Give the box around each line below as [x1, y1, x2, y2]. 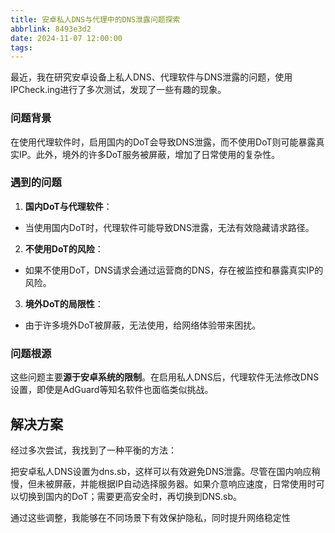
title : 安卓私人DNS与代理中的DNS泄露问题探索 [10, 14, 181, 25]
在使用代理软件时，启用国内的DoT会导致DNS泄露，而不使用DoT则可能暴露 [10, 136, 317, 148]
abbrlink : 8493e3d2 [10, 24, 92, 34]
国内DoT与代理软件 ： [24, 200, 113, 212]
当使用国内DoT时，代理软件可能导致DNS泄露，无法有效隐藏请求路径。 [24, 221, 315, 233]
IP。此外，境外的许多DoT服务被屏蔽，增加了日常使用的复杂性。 [18, 148, 281, 160]
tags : [10, 42, 33, 53]
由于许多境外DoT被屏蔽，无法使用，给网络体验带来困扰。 [24, 319, 262, 331]
